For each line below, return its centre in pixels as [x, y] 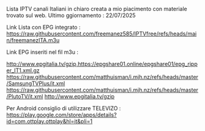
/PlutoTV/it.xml [25, 96]
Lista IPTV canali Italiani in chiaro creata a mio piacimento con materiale [97, 9]
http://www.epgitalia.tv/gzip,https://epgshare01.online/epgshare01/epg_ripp [102, 64]
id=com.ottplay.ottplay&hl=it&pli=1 [50, 121]
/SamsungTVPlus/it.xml [36, 83]
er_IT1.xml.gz [23, 70]
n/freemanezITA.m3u [33, 40]
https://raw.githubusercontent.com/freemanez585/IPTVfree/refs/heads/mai [102, 34]
